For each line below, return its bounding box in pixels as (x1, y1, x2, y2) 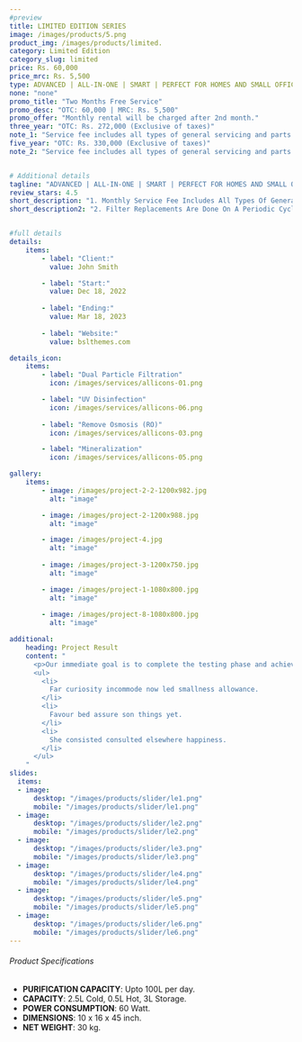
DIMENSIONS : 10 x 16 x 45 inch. (22, 1012, 142, 1023)
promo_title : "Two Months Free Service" (9, 96, 164, 106)
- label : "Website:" (41, 329, 119, 338)
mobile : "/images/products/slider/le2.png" (32, 828, 200, 837)
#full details (9, 229, 63, 239)
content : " (25, 651, 67, 660)
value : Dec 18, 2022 (49, 287, 127, 296)
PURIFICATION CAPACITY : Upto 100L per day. (22, 983, 196, 994)
